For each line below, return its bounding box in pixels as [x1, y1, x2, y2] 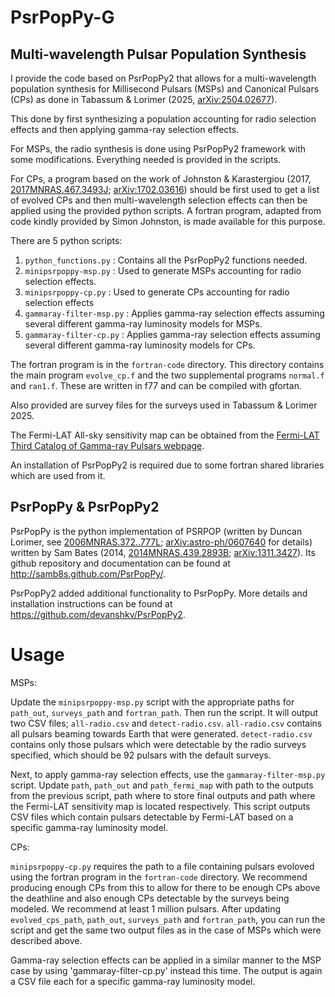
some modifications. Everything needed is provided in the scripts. [10, 154, 282, 165]
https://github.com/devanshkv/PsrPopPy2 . [10, 608, 186, 620]
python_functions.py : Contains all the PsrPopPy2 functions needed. [24, 254, 308, 266]
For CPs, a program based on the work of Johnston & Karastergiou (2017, [10, 173, 312, 185]
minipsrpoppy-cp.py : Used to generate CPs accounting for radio [24, 286, 290, 298]
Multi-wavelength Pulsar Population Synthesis [10, 46, 307, 63]
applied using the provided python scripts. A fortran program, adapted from [10, 205, 322, 216]
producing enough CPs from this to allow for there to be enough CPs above [10, 881, 321, 893]
